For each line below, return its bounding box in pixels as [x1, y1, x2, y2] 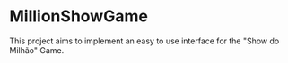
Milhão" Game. [9, 44, 65, 55]
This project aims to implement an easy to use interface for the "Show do [9, 35, 280, 46]
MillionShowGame [9, 6, 148, 27]
